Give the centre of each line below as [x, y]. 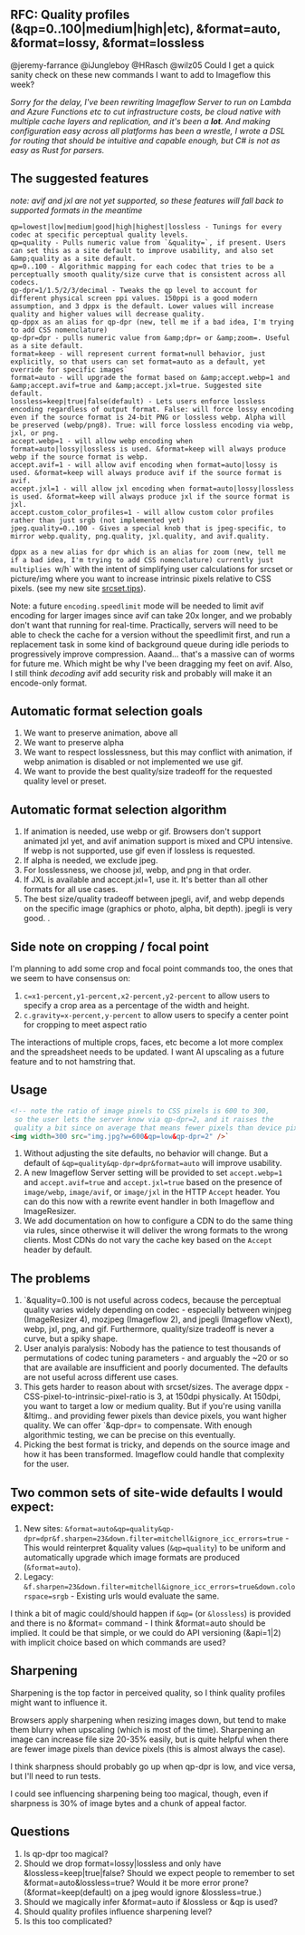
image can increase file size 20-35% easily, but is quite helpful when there [149, 1739]
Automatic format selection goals [106, 711]
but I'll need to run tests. [56, 1775]
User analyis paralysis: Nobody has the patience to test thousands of [152, 1348]
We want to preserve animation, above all [100, 733]
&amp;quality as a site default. [73, 258]
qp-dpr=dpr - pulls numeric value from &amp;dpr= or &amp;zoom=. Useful [150, 338]
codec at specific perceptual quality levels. [100, 235]
